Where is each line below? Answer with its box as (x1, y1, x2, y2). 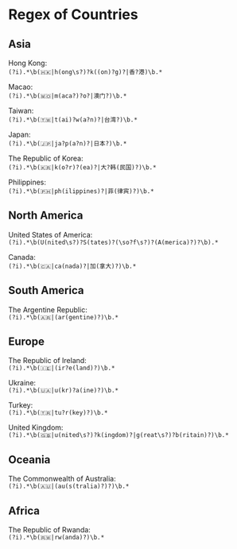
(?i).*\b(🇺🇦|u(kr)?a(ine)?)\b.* (8, 387, 119, 395)
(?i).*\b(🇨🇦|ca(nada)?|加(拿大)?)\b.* (8, 262, 137, 270)
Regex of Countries (8, 6, 138, 24)
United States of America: (8, 230, 93, 239)
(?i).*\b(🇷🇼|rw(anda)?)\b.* (8, 534, 105, 542)
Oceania (8, 453, 51, 466)
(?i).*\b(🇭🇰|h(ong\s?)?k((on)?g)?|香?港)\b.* (8, 68, 163, 76)
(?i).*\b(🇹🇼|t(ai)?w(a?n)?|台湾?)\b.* (8, 116, 138, 124)
